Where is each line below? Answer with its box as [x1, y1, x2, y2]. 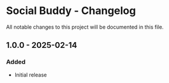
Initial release [14, 71, 47, 78]
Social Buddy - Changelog [6, 4, 136, 18]
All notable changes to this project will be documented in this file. [6, 23, 164, 30]
